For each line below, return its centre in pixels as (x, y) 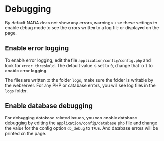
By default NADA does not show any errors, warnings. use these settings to (81, 23)
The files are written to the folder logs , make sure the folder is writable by (79, 80)
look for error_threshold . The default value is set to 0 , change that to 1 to (79, 65)
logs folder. (17, 90)
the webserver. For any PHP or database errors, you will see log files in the (80, 85)
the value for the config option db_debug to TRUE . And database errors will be (82, 128)
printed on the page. (26, 133)
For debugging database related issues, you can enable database (71, 117)
